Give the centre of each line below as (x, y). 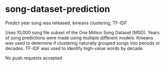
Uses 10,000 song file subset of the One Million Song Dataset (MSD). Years (82, 32)
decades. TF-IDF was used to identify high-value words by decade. (75, 48)
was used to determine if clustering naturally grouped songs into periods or (83, 43)
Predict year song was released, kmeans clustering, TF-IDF (66, 23)
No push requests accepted (34, 58)
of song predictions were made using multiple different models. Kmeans (79, 38)
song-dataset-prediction (58, 9)
